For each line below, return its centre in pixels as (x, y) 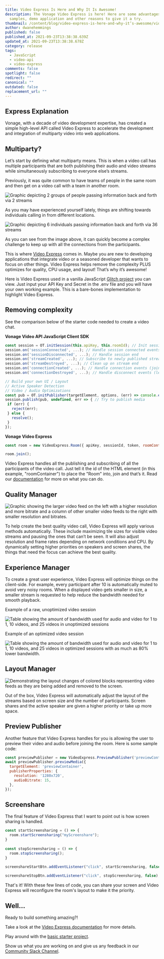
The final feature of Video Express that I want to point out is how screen (77, 816)
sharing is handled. (24, 822)
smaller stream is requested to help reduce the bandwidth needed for (75, 594)
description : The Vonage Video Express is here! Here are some (71, 14)
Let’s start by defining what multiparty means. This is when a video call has (81, 160)
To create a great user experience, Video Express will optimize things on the (82, 579)
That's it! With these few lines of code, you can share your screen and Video (82, 885)
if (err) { (18, 404)
